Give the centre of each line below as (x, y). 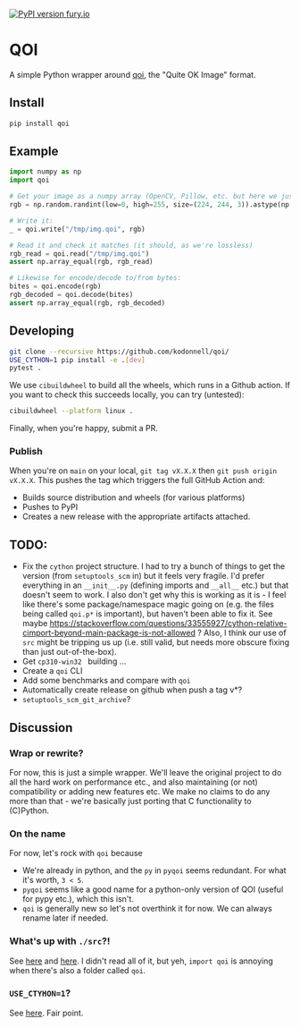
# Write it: (31, 221)
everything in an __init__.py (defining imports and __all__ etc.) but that (155, 585)
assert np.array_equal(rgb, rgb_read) (81, 262)
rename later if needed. (65, 918)
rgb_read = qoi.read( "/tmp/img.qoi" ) (79, 254)
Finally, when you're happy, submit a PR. (83, 429)
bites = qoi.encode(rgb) (55, 286)
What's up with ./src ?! (60, 941)
